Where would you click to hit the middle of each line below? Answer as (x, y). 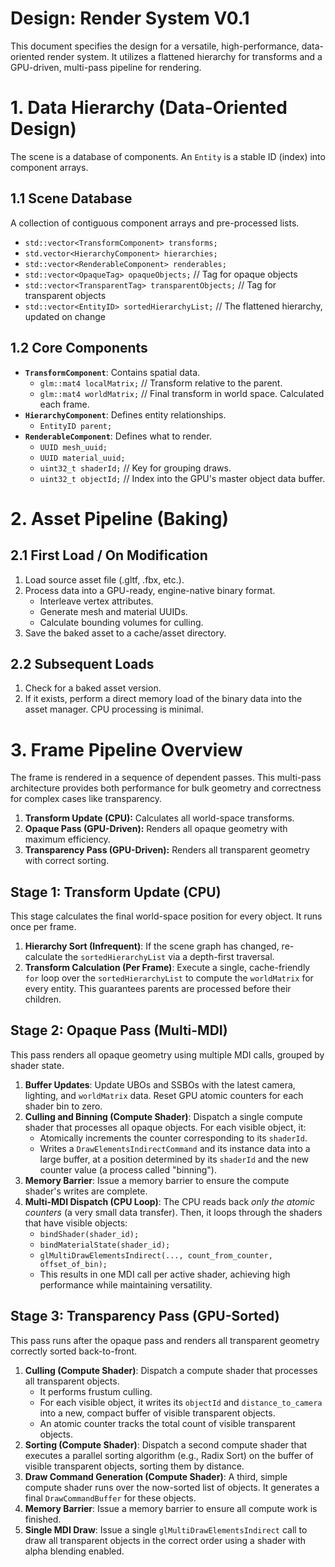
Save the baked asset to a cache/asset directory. (125, 633)
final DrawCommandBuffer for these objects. (110, 1498)
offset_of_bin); (73, 1264)
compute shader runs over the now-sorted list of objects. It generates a (172, 1487)
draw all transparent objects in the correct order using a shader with (165, 1540)
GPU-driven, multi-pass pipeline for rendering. (106, 67)
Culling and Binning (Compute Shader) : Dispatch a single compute (163, 1116)
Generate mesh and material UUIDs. (113, 611)
